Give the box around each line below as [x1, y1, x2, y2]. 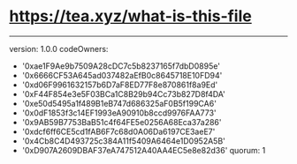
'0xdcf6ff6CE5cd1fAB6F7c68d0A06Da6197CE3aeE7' [21, 126, 216, 137]
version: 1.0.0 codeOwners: [9, 43, 109, 54]
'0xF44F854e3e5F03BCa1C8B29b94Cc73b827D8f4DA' [21, 88, 225, 99]
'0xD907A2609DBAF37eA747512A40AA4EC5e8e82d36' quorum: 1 [21, 145, 266, 155]
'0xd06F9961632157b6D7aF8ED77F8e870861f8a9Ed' [21, 79, 218, 90]
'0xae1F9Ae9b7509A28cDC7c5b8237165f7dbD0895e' [21, 60, 221, 71]
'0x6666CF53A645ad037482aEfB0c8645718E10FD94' [21, 70, 223, 80]
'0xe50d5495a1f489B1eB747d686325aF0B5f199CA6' [21, 98, 217, 108]
